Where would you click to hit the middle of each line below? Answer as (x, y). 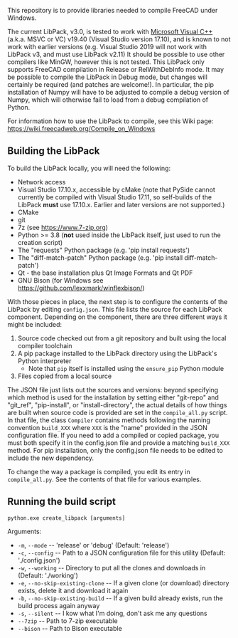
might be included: (35, 324)
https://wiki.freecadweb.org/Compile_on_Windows (81, 129)
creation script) (40, 242)
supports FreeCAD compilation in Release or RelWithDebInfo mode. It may (115, 69)
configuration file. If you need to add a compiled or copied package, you (113, 435)
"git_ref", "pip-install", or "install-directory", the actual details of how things (117, 404)
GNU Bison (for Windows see (60, 280)
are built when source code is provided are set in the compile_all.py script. (118, 412)
